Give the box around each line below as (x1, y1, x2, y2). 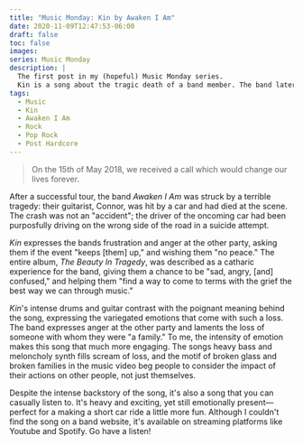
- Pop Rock (17, 131, 59, 140)
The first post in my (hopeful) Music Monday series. (17, 72, 224, 81)
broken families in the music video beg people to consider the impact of (9, 360, 277, 371)
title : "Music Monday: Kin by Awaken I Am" (9, 13, 176, 23)
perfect (9, 406, 37, 417)
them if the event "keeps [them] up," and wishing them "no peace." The (9, 246, 275, 257)
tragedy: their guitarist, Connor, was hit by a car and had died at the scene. (9, 200, 289, 211)
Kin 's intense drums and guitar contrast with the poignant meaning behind (9, 302, 286, 313)
